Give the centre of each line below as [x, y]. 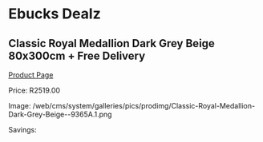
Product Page [31, 75]
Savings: [23, 130]
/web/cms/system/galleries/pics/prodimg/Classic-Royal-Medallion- [144, 106]
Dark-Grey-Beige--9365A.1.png [60, 114]
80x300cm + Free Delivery [77, 55]
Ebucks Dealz [55, 14]
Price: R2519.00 [34, 90]
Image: [20, 106]
